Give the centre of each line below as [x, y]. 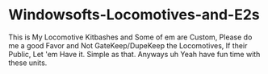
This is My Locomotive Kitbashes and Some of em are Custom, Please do [130, 37]
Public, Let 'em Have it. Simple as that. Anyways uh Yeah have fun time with [134, 54]
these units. [28, 63]
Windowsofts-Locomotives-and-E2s [134, 15]
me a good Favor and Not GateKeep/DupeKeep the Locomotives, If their [128, 45]
